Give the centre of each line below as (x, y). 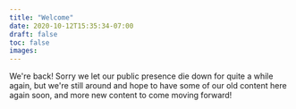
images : (24, 51)
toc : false (30, 42)
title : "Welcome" (42, 17)
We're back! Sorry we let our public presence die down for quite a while (141, 76)
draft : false (34, 34)
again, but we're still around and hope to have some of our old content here (148, 86)
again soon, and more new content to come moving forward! (121, 96)
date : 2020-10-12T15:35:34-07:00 (72, 26)
